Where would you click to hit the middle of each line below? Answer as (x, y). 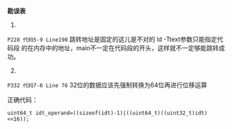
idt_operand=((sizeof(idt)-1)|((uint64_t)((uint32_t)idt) (122, 113)
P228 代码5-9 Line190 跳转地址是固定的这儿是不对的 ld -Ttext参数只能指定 (112, 39)
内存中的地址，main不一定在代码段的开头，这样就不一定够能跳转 (126, 48)
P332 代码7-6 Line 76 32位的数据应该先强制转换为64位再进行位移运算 (107, 85)
